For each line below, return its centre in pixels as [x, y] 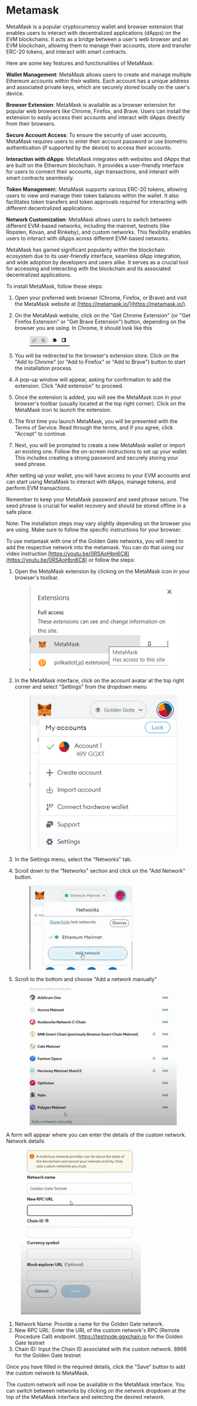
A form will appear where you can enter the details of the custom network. [96, 1135]
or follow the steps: [112, 560]
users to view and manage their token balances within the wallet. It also [93, 195]
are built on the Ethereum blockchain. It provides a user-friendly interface [95, 165]
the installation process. [44, 368]
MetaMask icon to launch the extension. [63, 409]
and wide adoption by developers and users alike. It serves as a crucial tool [97, 262]
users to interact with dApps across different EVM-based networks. [88, 238]
